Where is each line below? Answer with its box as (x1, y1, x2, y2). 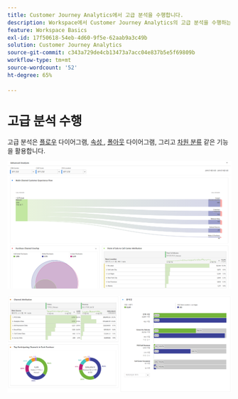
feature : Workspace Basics (7, 26, 87, 33)
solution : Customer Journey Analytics (7, 41, 122, 49)
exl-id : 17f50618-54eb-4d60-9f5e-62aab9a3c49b (7, 34, 148, 41)
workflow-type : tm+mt (7, 57, 72, 64)
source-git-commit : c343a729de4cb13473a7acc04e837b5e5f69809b (7, 49, 195, 56)
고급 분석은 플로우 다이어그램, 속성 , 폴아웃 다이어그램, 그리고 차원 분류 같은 (7, 138, 215, 146)
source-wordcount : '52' (7, 64, 78, 71)
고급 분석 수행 (7, 113, 82, 129)
